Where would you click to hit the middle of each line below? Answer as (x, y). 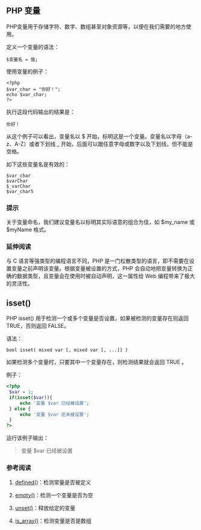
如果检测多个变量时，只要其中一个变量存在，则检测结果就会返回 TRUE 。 (97, 362)
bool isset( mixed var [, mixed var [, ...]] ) (67, 350)
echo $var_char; (27, 94)
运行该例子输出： (27, 438)
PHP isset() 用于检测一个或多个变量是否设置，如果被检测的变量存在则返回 (97, 318)
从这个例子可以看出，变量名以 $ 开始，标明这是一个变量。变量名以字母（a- (100, 136)
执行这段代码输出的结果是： (41, 112)
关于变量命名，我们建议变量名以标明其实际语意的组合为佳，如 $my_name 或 (101, 222)
